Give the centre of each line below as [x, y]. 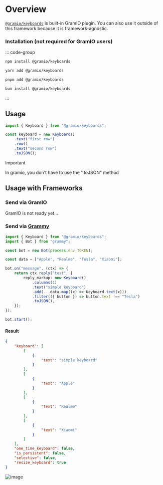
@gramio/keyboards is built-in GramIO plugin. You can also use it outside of [82, 23]
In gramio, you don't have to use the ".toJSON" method [62, 172]
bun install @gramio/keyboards [38, 89]
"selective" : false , [36, 458]
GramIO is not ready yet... [32, 213]
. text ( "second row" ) [36, 149]
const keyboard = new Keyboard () [40, 135]
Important [15, 163]
